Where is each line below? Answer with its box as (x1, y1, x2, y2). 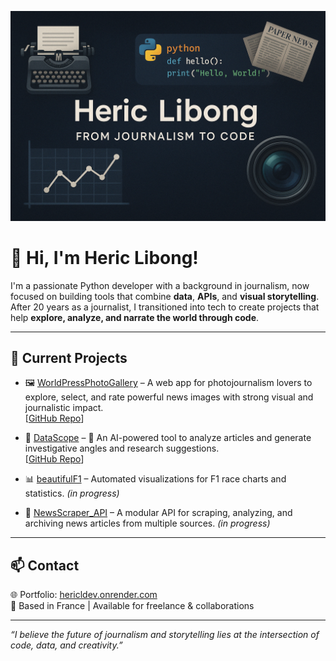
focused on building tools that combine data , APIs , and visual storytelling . (10, 290, 320, 302)
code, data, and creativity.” (10, 639, 123, 651)
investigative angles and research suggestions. (24, 442, 220, 455)
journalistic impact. (24, 402, 104, 414)
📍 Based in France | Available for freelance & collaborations (10, 600, 255, 612)
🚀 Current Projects (10, 350, 128, 366)
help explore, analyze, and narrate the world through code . (10, 311, 260, 323)
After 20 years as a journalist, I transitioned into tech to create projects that (10, 301, 320, 313)
